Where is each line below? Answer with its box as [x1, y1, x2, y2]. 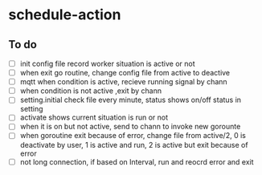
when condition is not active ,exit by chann [19, 86, 162, 96]
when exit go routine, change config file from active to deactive [19, 68, 231, 78]
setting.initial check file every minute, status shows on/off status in [19, 95, 242, 105]
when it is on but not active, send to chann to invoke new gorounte [19, 122, 241, 132]
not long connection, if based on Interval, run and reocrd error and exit [19, 157, 255, 166]
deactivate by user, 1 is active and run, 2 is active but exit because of [19, 140, 248, 149]
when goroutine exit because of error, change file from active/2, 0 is [19, 131, 247, 140]
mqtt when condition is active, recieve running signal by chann [19, 77, 227, 87]
